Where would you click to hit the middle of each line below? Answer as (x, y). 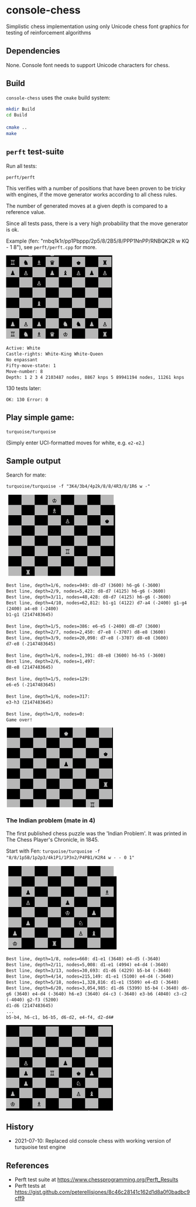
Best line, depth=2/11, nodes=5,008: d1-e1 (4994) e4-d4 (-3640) (87, 965)
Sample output (34, 461)
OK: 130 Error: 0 (27, 399)
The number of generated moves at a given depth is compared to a (87, 206)
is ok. (13, 229)
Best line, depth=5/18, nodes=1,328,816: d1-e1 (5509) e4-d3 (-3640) (93, 982)
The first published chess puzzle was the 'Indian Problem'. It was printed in (97, 833)
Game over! (19, 720)
